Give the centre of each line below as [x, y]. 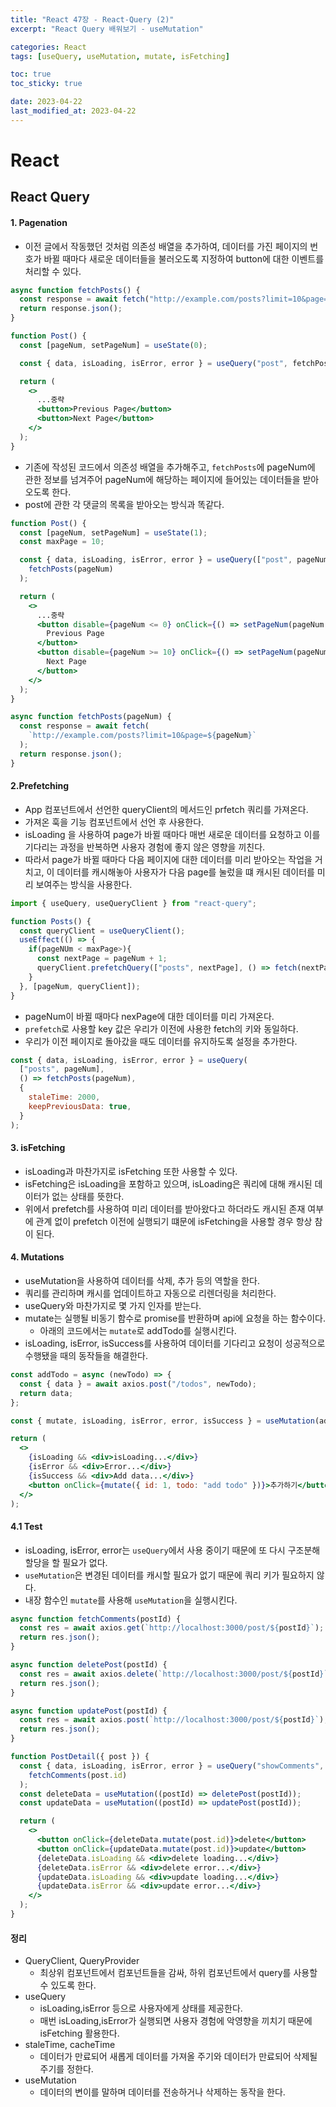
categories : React [48, 47]
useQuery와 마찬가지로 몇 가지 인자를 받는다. [113, 1306]
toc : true [31, 74]
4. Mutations [37, 1257]
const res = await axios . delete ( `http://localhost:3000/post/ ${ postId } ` [174, 1674]
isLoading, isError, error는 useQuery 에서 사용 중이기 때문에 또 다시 [155, 1550]
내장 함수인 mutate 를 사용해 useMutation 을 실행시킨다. [131, 1600]
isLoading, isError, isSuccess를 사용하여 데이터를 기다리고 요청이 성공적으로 [175, 1343]
